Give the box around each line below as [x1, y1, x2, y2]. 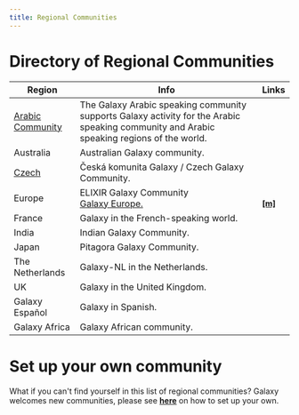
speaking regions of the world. [79, 132, 207, 144]
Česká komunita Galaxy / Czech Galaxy [79, 161, 245, 173]
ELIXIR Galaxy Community [79, 186, 189, 198]
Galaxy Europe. [79, 197, 144, 210]
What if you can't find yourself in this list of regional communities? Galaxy [9, 386, 279, 396]
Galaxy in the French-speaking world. [79, 211, 238, 224]
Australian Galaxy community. [79, 146, 205, 158]
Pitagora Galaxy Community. [79, 241, 199, 253]
